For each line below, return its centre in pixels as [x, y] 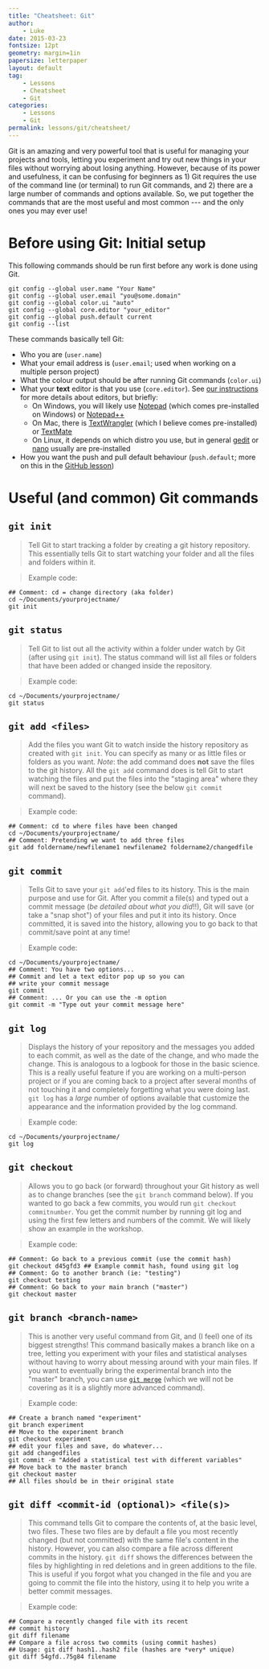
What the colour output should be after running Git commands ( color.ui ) [141, 380]
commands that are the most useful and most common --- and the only [126, 202]
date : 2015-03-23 [37, 38]
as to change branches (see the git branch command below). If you [141, 1194]
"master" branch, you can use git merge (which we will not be [131, 1379]
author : [21, 23]
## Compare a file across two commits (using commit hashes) [113, 1643]
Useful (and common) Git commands [133, 497]
